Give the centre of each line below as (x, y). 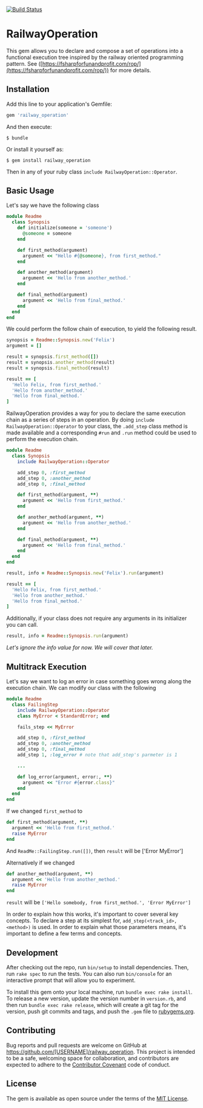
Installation (28, 89)
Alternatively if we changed (41, 862)
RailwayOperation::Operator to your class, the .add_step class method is (97, 427)
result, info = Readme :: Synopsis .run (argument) (68, 636)
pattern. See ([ (24, 63)
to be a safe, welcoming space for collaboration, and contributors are (93, 1058)
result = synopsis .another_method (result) (61, 363)
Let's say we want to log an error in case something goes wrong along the (99, 681)
